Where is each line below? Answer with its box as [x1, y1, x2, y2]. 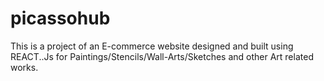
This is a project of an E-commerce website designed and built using [10, 40, 294, 52]
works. [10, 61, 39, 73]
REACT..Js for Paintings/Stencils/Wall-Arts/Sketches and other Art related [10, 50, 314, 62]
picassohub [10, 7, 111, 30]
